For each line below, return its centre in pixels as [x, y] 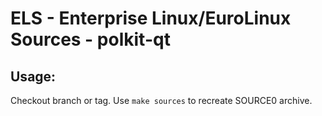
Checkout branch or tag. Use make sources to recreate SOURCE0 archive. [161, 100]
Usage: [33, 76]
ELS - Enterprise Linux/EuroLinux [151, 18]
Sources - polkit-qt [90, 39]
